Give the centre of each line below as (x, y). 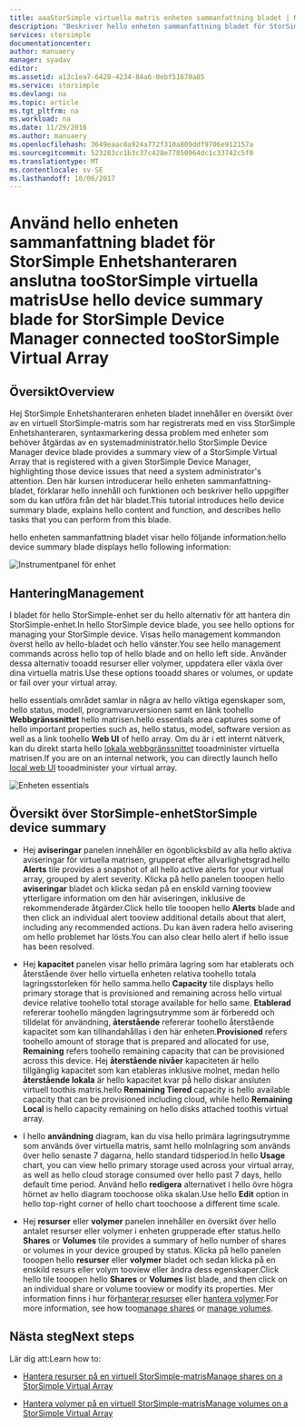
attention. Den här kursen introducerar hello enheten (108, 481)
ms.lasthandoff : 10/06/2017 (63, 178)
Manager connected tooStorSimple (144, 339)
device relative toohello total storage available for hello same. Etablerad (157, 1002)
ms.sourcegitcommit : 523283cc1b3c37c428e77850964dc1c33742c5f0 (132, 153)
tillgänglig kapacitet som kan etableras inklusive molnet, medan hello (151, 1070)
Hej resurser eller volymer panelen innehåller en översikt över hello (149, 1221)
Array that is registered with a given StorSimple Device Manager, (130, 462)
